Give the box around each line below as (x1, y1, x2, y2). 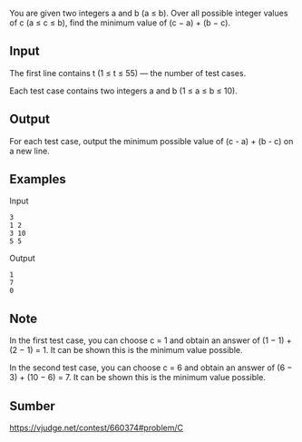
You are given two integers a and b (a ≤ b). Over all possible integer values (9, 8, 288, 18)
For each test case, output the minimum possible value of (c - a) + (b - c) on (9, 135, 294, 146)
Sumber (9, 398, 56, 414)
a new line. (9, 145, 50, 156)
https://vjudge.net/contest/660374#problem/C (9, 422, 184, 434)
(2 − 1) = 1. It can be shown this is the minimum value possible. (9, 345, 243, 356)
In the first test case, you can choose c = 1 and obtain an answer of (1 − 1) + (9, 335, 292, 346)
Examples (9, 172, 66, 187)
